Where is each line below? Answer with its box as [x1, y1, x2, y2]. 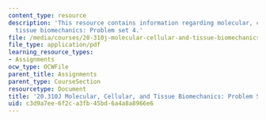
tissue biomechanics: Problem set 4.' [15, 26, 144, 34]
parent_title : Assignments [8, 70, 97, 78]
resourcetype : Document [8, 84, 87, 93]
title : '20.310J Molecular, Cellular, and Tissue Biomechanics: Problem [8, 92, 253, 100]
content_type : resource [8, 11, 87, 20]
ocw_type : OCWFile [8, 63, 69, 71]
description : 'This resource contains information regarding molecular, [8, 19, 253, 27]
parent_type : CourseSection [8, 77, 101, 85]
